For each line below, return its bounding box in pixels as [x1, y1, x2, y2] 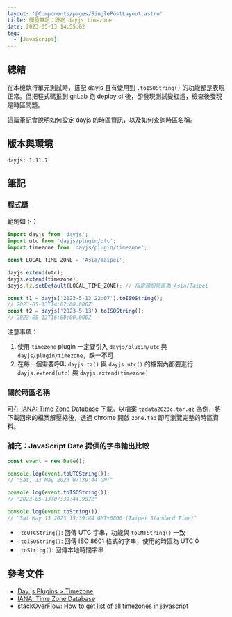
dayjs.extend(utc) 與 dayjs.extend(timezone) [17, 368, 149, 377]
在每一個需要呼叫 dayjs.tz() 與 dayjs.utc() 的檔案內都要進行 [17, 360, 193, 368]
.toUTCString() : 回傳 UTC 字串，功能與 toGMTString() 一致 [17, 528, 186, 536]
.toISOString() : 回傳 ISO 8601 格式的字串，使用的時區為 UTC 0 [17, 537, 199, 545]
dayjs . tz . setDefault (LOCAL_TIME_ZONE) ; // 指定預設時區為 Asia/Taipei [7, 282, 208, 289]
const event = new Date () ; [7, 458, 85, 464]
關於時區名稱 [7, 387, 51, 397]
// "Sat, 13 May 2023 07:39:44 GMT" [7, 476, 113, 484]
